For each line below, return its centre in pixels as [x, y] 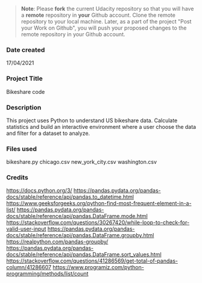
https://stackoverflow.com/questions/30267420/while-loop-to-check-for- [98, 223]
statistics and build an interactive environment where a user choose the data [101, 126]
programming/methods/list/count [47, 274]
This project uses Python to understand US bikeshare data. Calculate [92, 120]
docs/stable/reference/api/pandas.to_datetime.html [70, 197]
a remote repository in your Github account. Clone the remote [98, 15]
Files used [22, 149]
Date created [26, 49]
